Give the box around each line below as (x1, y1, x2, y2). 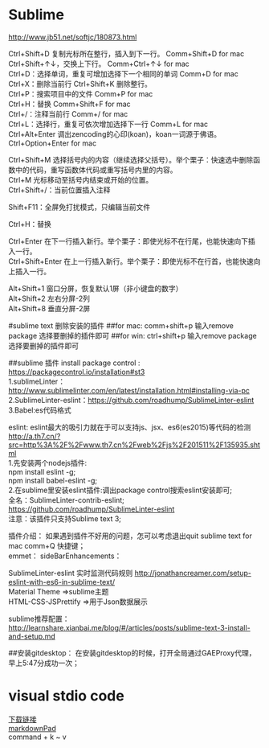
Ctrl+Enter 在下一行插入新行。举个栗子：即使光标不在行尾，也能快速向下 (8, 236, 249, 246)
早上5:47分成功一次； (8, 658, 80, 668)
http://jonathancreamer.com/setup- (134, 568, 251, 577)
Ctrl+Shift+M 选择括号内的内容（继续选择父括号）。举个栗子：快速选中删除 (8, 154, 254, 164)
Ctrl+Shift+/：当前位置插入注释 (8, 185, 111, 195)
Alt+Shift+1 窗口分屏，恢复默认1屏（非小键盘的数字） (8, 283, 183, 293)
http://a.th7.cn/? (8, 431, 61, 441)
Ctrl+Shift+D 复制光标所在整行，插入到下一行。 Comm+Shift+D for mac (8, 48, 245, 58)
